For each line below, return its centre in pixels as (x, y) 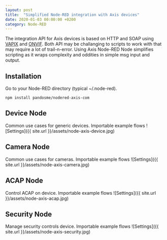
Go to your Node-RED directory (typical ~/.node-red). (61, 88)
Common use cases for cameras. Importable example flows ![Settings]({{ (82, 159)
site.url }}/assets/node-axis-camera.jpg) (47, 164)
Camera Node (27, 147)
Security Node (29, 214)
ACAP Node (24, 181)
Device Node (26, 113)
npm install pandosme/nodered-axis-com (47, 98)
